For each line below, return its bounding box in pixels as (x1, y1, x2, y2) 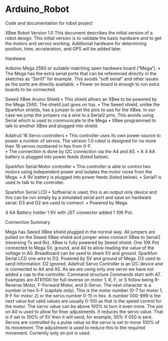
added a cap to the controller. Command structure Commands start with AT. (5, 271, 162, 277)
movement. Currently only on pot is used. (5, 329, 91, 336)
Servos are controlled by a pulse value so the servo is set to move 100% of (5, 319, 160, 325)
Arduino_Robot (5, 4, 69, 15)
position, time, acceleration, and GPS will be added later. (5, 46, 122, 52)
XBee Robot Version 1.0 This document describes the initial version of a (5, 30, 153, 36)
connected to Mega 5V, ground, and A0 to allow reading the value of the (5, 244, 154, 251)
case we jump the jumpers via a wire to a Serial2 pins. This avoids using (5, 112, 154, 118)
